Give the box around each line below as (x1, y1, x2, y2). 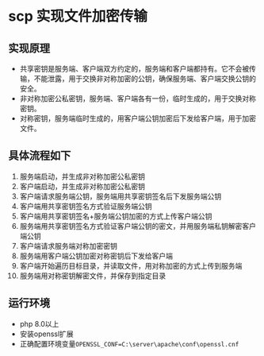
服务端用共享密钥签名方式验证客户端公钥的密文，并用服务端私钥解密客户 (19, 221, 256, 230)
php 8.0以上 (19, 319, 59, 328)
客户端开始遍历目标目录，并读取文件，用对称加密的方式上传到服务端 (19, 261, 243, 270)
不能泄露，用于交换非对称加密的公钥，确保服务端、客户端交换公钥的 (33, 74, 256, 83)
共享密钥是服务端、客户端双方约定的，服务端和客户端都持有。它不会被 (19, 64, 250, 73)
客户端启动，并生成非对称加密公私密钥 (19, 181, 145, 191)
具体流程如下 (8, 149, 71, 163)
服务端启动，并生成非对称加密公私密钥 (19, 172, 145, 181)
